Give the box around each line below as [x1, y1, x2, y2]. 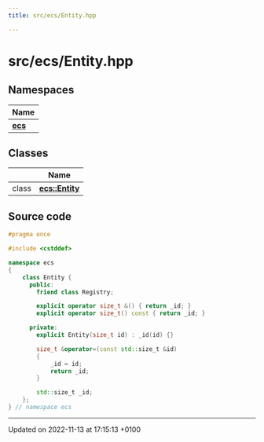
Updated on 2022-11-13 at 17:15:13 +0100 [8, 425, 141, 434]
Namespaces [8, 83, 75, 97]
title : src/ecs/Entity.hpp [8, 11, 97, 20]
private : [28, 323, 58, 332]
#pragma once [8, 231, 51, 239]
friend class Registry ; [36, 288, 114, 296]
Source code [8, 210, 72, 223]
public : [28, 280, 55, 289]
